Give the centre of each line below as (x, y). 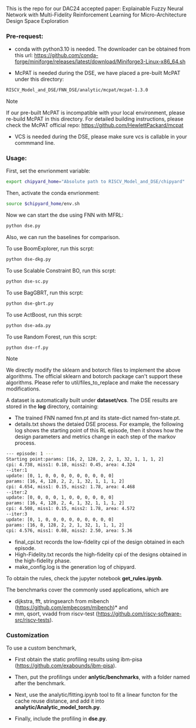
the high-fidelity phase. (43, 560)
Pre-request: (25, 36)
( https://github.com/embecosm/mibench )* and (71, 607)
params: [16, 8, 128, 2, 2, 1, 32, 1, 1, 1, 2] (65, 525)
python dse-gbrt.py (30, 303)
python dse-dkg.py (28, 259)
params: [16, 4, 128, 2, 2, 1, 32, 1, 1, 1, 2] (65, 481)
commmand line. (35, 143)
